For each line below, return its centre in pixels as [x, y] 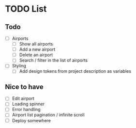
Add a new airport [37, 49]
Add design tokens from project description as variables [75, 71]
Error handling [26, 110]
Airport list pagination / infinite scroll [48, 115]
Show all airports [36, 44]
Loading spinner [28, 104]
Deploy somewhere [31, 120]
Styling [19, 66]
